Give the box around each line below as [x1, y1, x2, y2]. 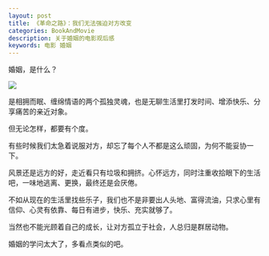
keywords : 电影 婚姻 [8, 42, 72, 50]
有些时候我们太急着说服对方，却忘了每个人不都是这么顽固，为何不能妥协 [8, 141, 247, 151]
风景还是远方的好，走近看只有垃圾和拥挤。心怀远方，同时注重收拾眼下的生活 [8, 168, 261, 177]
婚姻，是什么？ [8, 65, 58, 75]
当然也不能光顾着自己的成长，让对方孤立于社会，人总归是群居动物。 [8, 222, 233, 232]
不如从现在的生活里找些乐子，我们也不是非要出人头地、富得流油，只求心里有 [8, 195, 261, 205]
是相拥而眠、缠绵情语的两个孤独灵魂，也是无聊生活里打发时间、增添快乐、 [8, 97, 254, 107]
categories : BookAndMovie [8, 26, 94, 35]
